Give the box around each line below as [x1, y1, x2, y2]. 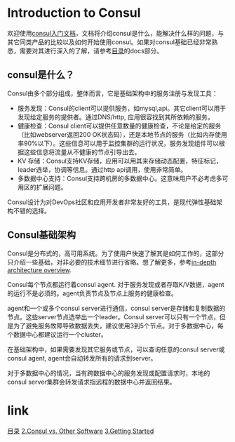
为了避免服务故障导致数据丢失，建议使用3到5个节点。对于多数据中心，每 [13, 321, 224, 330]
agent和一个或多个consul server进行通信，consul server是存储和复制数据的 [7, 304, 226, 312]
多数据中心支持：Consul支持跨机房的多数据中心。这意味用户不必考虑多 [17, 174, 222, 182]
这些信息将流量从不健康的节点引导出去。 [23, 147, 141, 156]
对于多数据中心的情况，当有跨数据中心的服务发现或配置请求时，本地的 [7, 368, 210, 377]
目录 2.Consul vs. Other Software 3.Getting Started [7, 427, 154, 435]
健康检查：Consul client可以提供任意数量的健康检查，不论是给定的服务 [17, 121, 222, 130]
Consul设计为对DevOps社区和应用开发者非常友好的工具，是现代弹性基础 [7, 198, 217, 206]
